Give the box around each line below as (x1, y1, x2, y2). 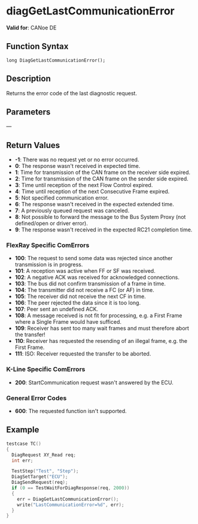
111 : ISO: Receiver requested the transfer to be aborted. (14, 350, 151, 357)
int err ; (11, 457, 33, 463)
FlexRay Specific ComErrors (6, 241, 90, 249)
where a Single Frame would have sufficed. (14, 318, 121, 326)
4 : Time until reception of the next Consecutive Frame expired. (14, 188, 170, 195)
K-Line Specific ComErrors (6, 365, 86, 374)
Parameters (6, 107, 51, 117)
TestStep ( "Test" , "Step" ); (11, 468, 79, 474)
